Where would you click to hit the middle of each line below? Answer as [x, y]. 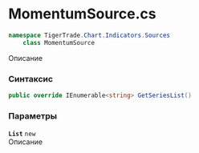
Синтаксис [31, 79]
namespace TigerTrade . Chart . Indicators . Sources [89, 35]
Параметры [33, 115]
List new [22, 134]
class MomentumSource [59, 42]
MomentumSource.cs [82, 14]
